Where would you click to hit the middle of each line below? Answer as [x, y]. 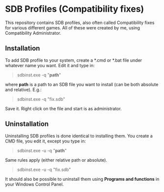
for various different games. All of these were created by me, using [73, 27]
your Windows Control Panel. [35, 184]
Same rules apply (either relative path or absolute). [56, 160]
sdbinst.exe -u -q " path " [42, 150]
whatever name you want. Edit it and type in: [50, 65]
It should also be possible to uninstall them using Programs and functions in [82, 179]
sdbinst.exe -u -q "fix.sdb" [44, 169]
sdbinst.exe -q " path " [39, 75]
